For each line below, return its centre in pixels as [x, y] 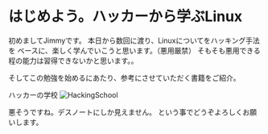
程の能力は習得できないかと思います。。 [73, 61]
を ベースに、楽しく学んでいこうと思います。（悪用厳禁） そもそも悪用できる [135, 50]
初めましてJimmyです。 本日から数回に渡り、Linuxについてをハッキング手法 [134, 40]
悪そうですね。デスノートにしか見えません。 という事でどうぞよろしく [126, 112]
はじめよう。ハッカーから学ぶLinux [126, 17]
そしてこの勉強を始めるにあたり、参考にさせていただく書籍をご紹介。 [124, 77]
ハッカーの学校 [33, 94]
